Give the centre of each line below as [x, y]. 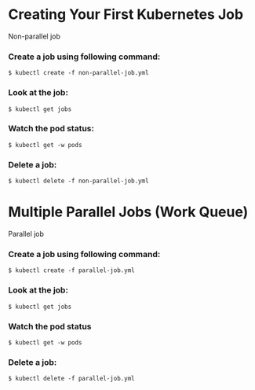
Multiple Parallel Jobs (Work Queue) [128, 212]
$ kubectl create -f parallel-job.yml [71, 270]
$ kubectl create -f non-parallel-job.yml [78, 73]
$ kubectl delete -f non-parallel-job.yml [78, 181]
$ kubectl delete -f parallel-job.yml [71, 379]
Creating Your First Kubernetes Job [126, 15]
